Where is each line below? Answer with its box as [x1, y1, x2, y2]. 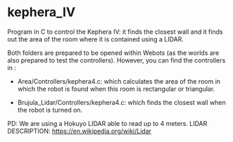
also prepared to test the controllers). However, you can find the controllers [7, 56, 226, 64]
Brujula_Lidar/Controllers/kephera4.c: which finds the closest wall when [17, 98, 227, 106]
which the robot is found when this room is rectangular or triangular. [17, 84, 215, 93]
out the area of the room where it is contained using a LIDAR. [7, 34, 184, 43]
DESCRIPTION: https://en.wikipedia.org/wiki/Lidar [7, 127, 152, 135]
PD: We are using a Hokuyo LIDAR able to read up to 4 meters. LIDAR [7, 119, 208, 127]
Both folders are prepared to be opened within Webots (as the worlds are [7, 49, 220, 57]
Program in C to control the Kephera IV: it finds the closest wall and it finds [7, 27, 223, 36]
